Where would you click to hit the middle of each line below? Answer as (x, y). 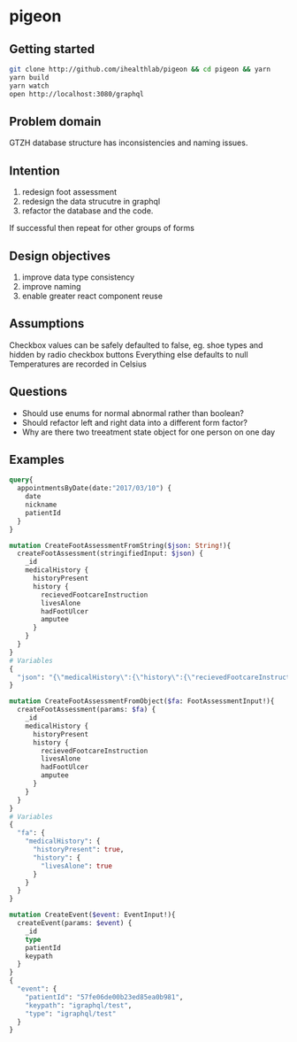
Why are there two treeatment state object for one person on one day (148, 432)
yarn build (29, 77)
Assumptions (47, 324)
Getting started (52, 49)
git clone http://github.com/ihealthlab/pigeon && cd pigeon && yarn (140, 69)
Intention (34, 170)
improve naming (51, 286)
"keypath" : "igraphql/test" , (79, 1005)
